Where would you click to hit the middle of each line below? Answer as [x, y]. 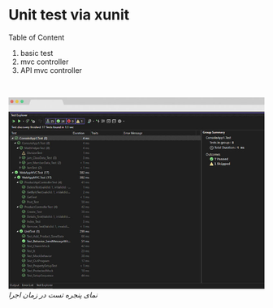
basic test [37, 53]
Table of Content [37, 37]
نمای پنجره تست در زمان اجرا [53, 294]
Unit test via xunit [69, 15]
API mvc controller [51, 70]
